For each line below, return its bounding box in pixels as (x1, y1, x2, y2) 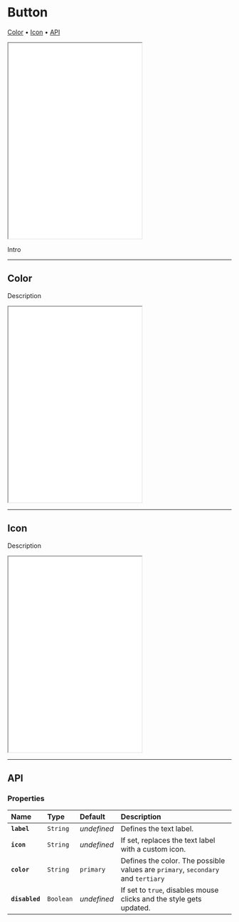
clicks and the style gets (120, 894, 202, 904)
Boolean (47, 895, 73, 904)
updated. (120, 903, 151, 913)
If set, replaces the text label (120, 835, 216, 845)
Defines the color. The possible (120, 856, 225, 866)
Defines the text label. (120, 824, 194, 834)
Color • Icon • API (7, 28, 60, 36)
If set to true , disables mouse (120, 885, 219, 895)
